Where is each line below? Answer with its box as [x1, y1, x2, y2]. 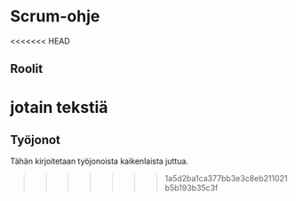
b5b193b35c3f [164, 182, 219, 193]
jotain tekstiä [10, 97, 108, 117]
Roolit [10, 61, 44, 76]
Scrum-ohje [10, 6, 100, 27]
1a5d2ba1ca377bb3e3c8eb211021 [164, 173, 288, 184]
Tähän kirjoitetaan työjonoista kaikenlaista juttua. [10, 156, 189, 166]
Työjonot [10, 132, 61, 148]
